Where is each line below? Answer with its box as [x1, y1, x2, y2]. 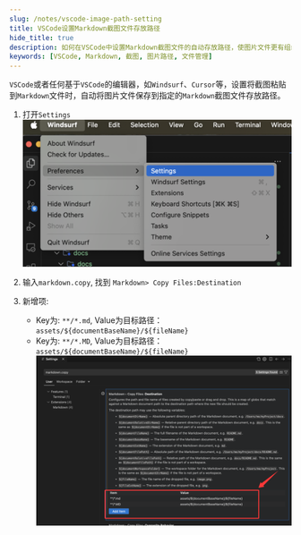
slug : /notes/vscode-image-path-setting [9, 14, 163, 23]
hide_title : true [9, 33, 74, 42]
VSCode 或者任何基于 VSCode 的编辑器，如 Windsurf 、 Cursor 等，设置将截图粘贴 [9, 79, 287, 89]
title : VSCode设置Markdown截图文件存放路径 [9, 23, 161, 33]
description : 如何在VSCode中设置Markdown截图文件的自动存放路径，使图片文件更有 [9, 43, 285, 52]
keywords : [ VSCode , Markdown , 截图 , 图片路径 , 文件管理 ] [9, 52, 213, 62]
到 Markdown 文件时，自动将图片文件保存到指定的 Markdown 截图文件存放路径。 [9, 90, 286, 101]
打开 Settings [21, 109, 72, 120]
